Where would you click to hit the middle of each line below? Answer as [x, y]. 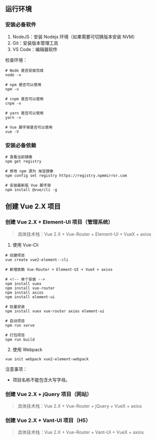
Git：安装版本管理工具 [35, 43]
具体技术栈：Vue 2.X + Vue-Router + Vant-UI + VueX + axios [81, 432]
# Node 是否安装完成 [24, 70]
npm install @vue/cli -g [31, 190]
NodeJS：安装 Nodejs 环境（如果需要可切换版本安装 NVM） [75, 36]
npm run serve [20, 325]
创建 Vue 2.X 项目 [33, 207]
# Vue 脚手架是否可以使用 [29, 127]
